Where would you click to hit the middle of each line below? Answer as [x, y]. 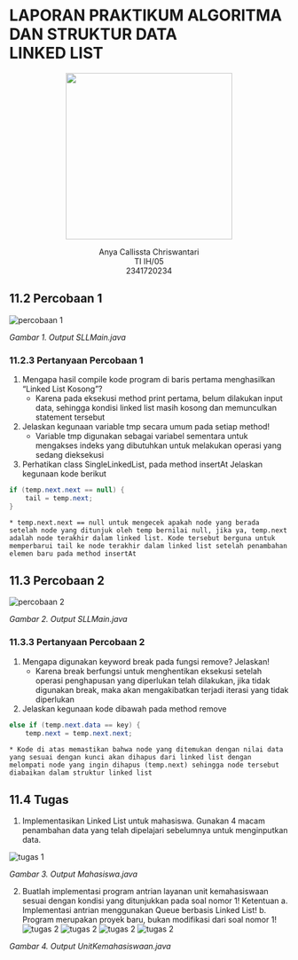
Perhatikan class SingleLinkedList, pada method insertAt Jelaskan [142, 464]
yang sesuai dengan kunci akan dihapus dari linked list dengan [130, 757]
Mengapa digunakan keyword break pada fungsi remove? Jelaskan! [146, 661]
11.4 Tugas [39, 799]
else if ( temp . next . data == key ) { [75, 725]
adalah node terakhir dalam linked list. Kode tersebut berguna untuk [142, 538]
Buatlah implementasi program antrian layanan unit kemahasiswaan [145, 892]
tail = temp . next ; [59, 498]
